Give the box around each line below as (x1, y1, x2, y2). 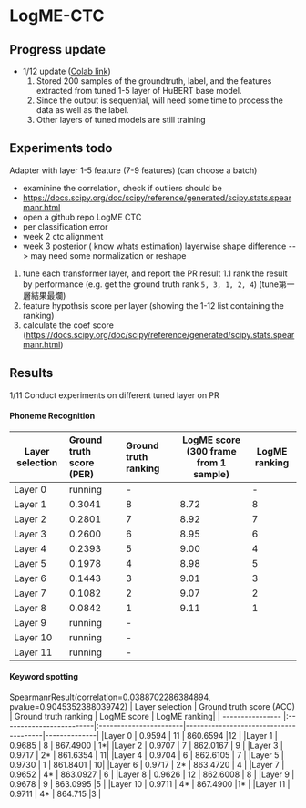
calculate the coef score (22, 320, 114, 331)
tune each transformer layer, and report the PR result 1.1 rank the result (22, 268, 289, 279)
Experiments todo (9, 140, 113, 156)
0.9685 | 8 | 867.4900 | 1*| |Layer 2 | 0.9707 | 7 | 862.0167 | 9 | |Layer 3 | (9, 740, 284, 752)
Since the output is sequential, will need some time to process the (36, 95, 284, 106)
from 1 (196, 456, 227, 469)
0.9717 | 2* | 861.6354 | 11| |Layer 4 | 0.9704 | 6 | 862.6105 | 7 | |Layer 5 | (9, 750, 284, 761)
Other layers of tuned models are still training (36, 115, 207, 125)
